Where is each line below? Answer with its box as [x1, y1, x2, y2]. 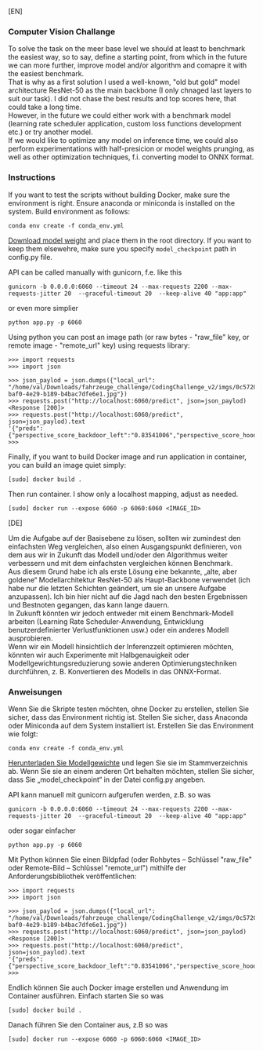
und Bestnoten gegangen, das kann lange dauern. [8, 600, 170, 609]
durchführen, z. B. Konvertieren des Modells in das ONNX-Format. [8, 666, 222, 676]
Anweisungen [8, 686, 63, 697]
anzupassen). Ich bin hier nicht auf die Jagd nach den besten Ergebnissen [8, 592, 248, 601]
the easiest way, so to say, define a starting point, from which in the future [8, 53, 248, 62]
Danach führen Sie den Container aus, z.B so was [8, 1020, 168, 1029]
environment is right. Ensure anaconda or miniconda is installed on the [8, 198, 236, 207]
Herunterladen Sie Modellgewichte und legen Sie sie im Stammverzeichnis [8, 757, 248, 768]
